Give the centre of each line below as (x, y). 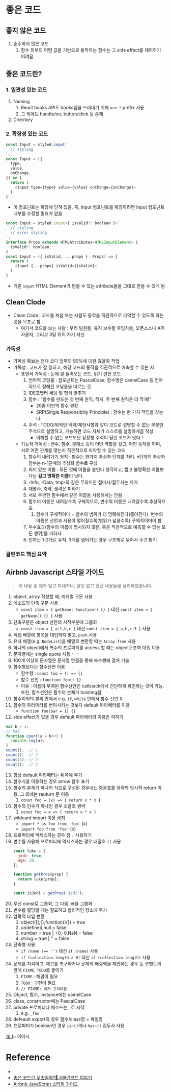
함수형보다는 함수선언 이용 (39, 667)
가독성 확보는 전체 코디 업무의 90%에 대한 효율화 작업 (66, 361)
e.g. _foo (30, 1013)
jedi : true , (31, 856)
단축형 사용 (24, 944)
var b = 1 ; (17, 726)
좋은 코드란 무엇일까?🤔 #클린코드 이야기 (52, 1077)
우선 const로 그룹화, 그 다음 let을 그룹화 (53, 904)
